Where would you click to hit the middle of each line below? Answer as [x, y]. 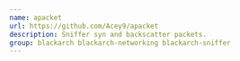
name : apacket [36, 17]
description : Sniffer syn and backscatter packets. [108, 34]
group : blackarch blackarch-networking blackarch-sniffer [120, 43]
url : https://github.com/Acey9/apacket [84, 26]
